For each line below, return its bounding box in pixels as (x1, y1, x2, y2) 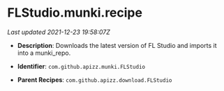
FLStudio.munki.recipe (7, 5, 143, 21)
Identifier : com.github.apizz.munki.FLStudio (17, 62, 145, 70)
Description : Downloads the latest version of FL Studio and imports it (17, 41, 217, 49)
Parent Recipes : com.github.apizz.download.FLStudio (17, 75, 172, 84)
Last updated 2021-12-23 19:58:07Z (7, 28, 110, 36)
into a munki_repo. (17, 49, 71, 57)
